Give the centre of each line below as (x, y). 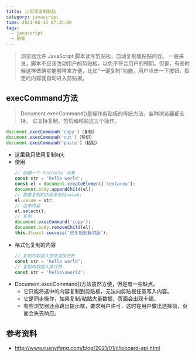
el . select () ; (30, 211)
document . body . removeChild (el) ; (54, 228)
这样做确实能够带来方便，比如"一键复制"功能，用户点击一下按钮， (105, 71)
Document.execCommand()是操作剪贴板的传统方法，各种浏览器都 (100, 113)
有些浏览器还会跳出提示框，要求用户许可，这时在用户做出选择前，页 (105, 306)
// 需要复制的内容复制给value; (48, 195)
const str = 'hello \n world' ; (50, 272)
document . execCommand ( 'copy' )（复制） (52, 132)
